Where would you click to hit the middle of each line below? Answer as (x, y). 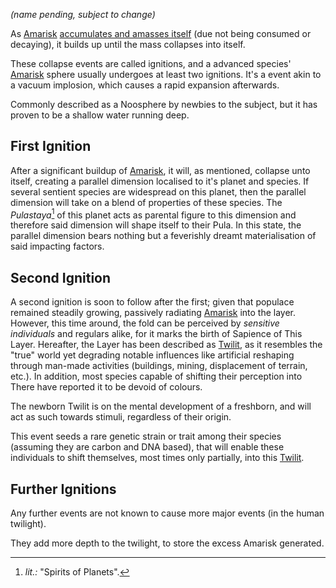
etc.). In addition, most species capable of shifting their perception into (156, 376)
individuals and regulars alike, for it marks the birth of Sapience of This (156, 334)
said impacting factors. (57, 246)
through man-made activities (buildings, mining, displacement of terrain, (159, 366)
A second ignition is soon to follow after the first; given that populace (152, 302)
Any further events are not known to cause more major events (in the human (167, 513)
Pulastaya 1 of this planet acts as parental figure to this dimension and (153, 214)
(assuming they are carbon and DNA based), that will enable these (147, 447)
